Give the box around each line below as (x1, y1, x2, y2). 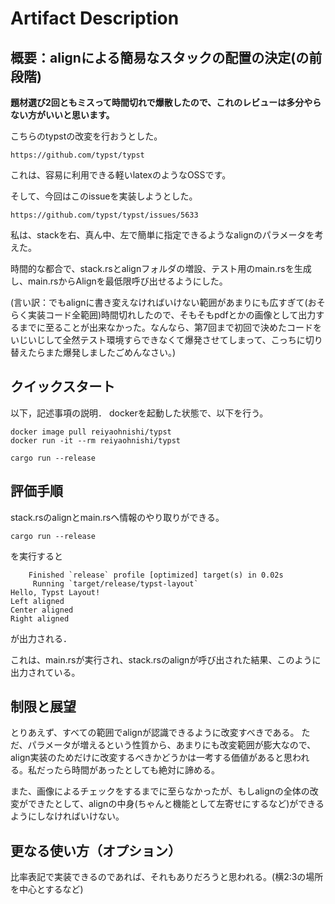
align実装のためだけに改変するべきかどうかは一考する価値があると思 (10, 752, 293, 764)
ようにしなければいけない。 (10, 810, 125, 822)
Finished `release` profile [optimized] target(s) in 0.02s (28, 570, 284, 580)
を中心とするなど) (10, 883, 84, 896)
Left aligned (10, 596, 65, 606)
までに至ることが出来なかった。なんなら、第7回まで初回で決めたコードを (18, 322, 322, 333)
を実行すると (10, 550, 63, 562)
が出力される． (10, 632, 72, 644)
